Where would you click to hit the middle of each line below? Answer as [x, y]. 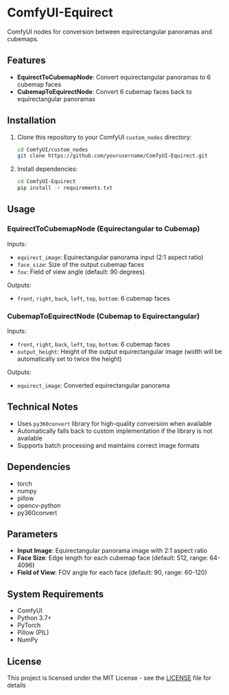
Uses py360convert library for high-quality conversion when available [114, 423]
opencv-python [39, 505]
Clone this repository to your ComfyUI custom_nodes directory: [104, 137]
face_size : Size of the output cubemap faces [81, 264]
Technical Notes [43, 407]
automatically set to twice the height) [69, 359]
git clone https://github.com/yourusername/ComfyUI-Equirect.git [112, 156]
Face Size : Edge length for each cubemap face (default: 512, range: [112, 558]
